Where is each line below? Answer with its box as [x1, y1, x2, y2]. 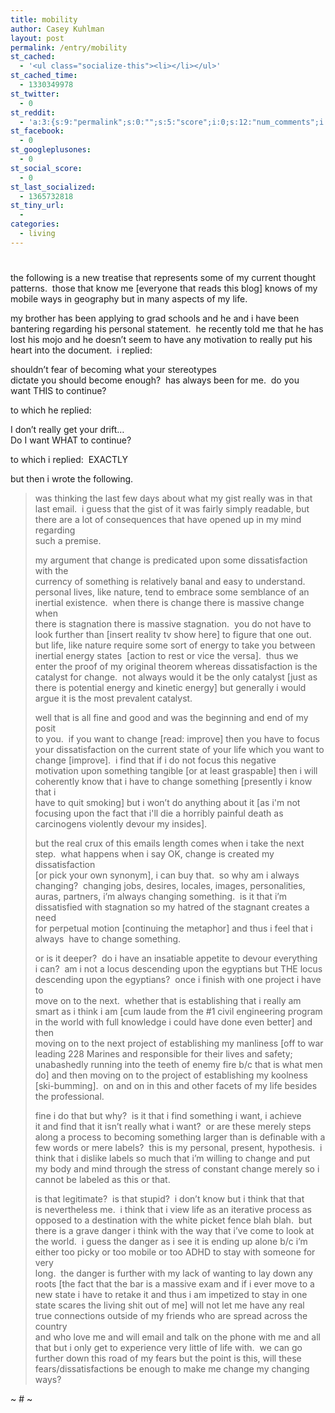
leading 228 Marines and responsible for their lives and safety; [34, 1047, 293, 1060]
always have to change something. [34, 932, 182, 945]
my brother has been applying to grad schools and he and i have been [10, 312, 300, 324]
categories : [10, 219, 60, 230]
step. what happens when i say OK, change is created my [34, 847, 275, 860]
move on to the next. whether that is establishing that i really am [34, 994, 302, 1006]
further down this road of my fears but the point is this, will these [34, 1352, 302, 1364]
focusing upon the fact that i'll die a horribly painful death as [34, 807, 284, 819]
